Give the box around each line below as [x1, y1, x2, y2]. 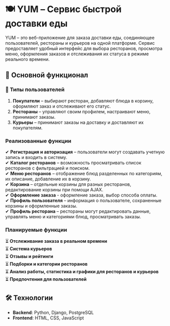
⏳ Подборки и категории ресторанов [5, 261, 88, 267]
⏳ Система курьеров [5, 246, 52, 252]
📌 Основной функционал [5, 71, 88, 80]
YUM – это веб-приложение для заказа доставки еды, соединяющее [5, 35, 155, 41]
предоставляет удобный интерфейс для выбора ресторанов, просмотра [5, 45, 163, 51]
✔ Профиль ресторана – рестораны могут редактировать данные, [5, 208, 151, 214]
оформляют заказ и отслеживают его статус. [12, 103, 111, 109]
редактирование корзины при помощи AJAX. [5, 186, 104, 192]
